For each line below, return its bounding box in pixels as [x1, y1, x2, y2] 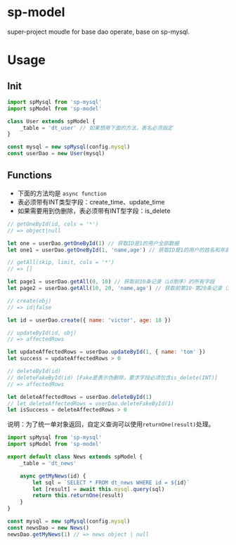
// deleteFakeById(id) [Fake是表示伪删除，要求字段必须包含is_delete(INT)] [7, 374, 218, 381]
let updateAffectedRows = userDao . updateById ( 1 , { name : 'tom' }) [7, 348, 206, 355]
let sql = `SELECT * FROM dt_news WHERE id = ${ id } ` [32, 479, 190, 486]
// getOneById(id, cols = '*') [7, 221, 99, 228]
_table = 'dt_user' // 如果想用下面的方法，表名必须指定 [20, 124, 173, 131]
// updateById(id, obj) [7, 329, 77, 336]
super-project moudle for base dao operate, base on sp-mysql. [7, 27, 190, 36]
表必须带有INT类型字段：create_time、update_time [17, 197, 165, 206]
